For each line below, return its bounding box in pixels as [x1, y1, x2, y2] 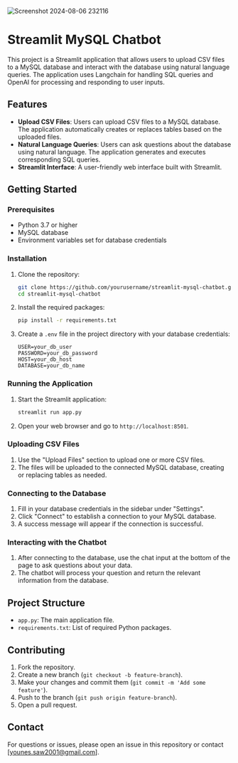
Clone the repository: [17, 270, 80, 278]
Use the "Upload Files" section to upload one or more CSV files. [17, 456, 205, 464]
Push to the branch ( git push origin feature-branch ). [17, 693, 178, 702]
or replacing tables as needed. [17, 470, 107, 479]
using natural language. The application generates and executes [17, 147, 206, 156]
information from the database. [17, 577, 109, 585]
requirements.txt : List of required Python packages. [17, 623, 172, 632]
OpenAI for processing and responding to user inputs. [7, 78, 165, 86]
